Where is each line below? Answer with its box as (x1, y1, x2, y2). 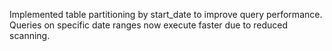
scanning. (9, 30, 51, 41)
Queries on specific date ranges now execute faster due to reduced (9, 19, 289, 31)
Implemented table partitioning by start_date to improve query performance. (9, 9, 323, 20)
